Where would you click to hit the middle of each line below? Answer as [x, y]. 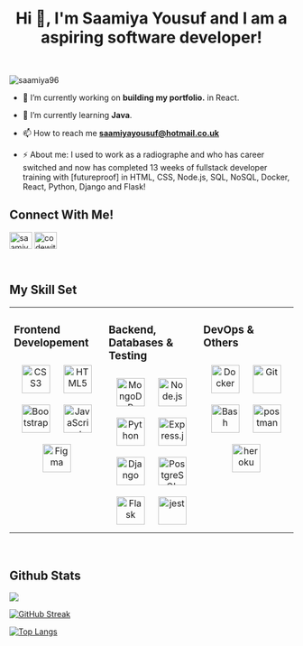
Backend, [133, 329]
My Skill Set [43, 290]
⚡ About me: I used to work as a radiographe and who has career [143, 154]
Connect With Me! [62, 215]
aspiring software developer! [151, 37]
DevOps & [229, 329]
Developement [51, 343]
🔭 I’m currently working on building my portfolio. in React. [131, 97]
